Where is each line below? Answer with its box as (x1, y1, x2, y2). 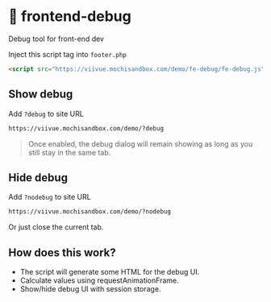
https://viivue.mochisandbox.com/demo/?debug (8, 124, 164, 132)
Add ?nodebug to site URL (8, 192, 91, 202)
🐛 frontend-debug (8, 7, 131, 26)
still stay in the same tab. (27, 147, 111, 157)
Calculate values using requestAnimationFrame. (19, 275, 179, 285)
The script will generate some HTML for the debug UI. (19, 267, 200, 276)
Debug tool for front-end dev (8, 34, 105, 43)
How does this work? (8, 246, 116, 259)
